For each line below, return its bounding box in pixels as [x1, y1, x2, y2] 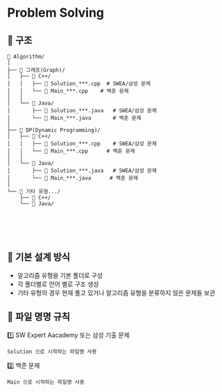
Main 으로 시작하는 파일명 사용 [7, 378, 85, 386]
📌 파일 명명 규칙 [7, 311, 71, 323]
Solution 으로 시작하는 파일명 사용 [7, 348, 97, 355]
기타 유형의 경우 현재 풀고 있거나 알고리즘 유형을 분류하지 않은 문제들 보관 [17, 288, 216, 297]
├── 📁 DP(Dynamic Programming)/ [7, 127, 101, 134]
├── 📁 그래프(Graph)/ [7, 67, 66, 74]
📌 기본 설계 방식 [7, 251, 71, 263]
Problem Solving [7, 5, 105, 21]
